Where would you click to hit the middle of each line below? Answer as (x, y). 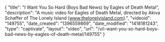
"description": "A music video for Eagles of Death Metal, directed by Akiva (82, 13)
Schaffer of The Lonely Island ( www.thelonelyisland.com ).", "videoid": (78, 18)
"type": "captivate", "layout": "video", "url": (50, 29)
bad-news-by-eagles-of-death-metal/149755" (53, 34)
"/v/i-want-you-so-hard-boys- (127, 29)
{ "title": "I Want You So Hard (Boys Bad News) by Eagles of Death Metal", (82, 7)
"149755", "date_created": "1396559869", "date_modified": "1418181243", (82, 23)
